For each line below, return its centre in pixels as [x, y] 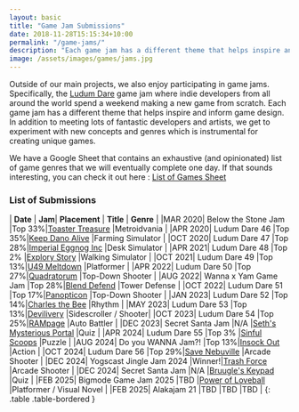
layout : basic [36, 17]
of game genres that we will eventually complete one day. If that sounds [141, 167]
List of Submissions [53, 199]
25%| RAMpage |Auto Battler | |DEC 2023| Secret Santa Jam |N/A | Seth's [143, 323]
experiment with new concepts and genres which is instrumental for [134, 131]
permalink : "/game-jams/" [57, 42]
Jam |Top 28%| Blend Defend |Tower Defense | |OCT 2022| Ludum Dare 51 [146, 286]
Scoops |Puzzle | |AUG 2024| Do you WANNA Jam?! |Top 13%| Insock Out [145, 343]
